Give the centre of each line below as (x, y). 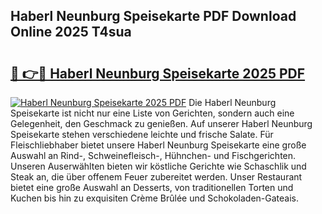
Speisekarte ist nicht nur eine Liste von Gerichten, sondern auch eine (152, 113)
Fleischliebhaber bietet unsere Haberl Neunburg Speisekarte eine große (158, 145)
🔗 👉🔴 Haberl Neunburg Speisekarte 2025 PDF (158, 73)
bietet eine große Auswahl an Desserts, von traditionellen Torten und (152, 187)
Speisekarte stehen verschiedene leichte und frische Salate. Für (142, 134)
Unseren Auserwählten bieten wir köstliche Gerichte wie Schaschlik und (158, 166)
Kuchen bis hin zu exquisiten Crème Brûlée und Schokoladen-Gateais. (155, 198)
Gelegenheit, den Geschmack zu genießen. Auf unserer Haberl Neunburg (161, 123)
